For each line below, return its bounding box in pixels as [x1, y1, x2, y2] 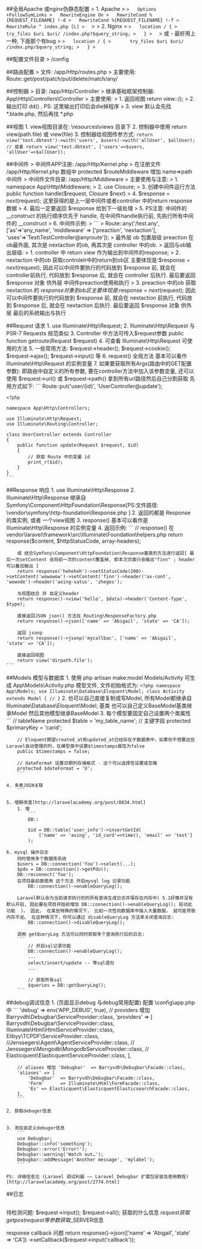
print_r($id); [28, 459, 63, 465]
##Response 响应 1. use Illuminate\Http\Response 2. [6, 486, 136, 494]
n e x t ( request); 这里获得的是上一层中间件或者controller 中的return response [6, 197, 193, 204]
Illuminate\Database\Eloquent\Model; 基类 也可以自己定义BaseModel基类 [6, 702, 187, 709]
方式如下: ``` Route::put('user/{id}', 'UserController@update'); [11, 382, 163, 390]
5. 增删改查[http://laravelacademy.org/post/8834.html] [6, 799, 146, 805]
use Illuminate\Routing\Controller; [6, 421, 98, 427]
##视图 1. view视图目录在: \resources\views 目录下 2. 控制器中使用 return [6, 123, 187, 130]
